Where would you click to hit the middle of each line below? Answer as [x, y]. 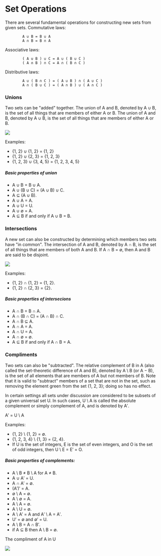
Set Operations [36, 9]
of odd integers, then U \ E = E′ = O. [47, 449]
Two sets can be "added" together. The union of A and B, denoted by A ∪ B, [81, 108]
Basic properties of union [31, 173]
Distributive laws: [22, 72]
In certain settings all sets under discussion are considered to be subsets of [80, 395]
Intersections [21, 228]
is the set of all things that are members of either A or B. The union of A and [80, 113]
